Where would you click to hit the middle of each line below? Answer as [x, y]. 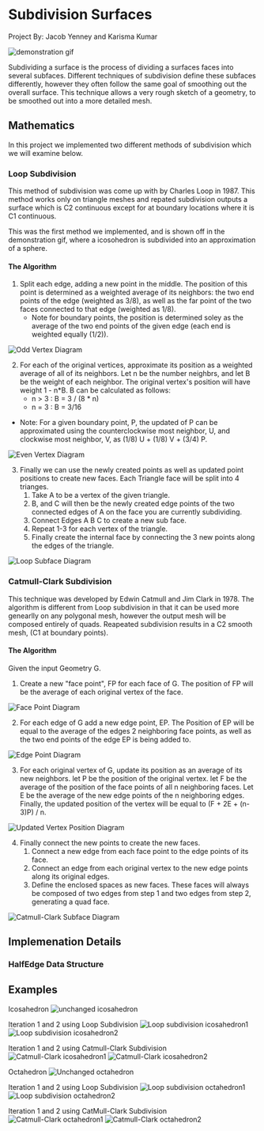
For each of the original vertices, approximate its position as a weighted [136, 365]
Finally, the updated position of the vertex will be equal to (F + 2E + [129, 803]
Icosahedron [29, 1009]
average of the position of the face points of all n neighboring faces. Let [137, 787]
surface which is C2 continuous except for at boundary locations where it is [131, 208]
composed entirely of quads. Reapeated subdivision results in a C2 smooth [130, 624]
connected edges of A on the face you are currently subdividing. [137, 512]
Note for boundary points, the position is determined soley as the [137, 317]
